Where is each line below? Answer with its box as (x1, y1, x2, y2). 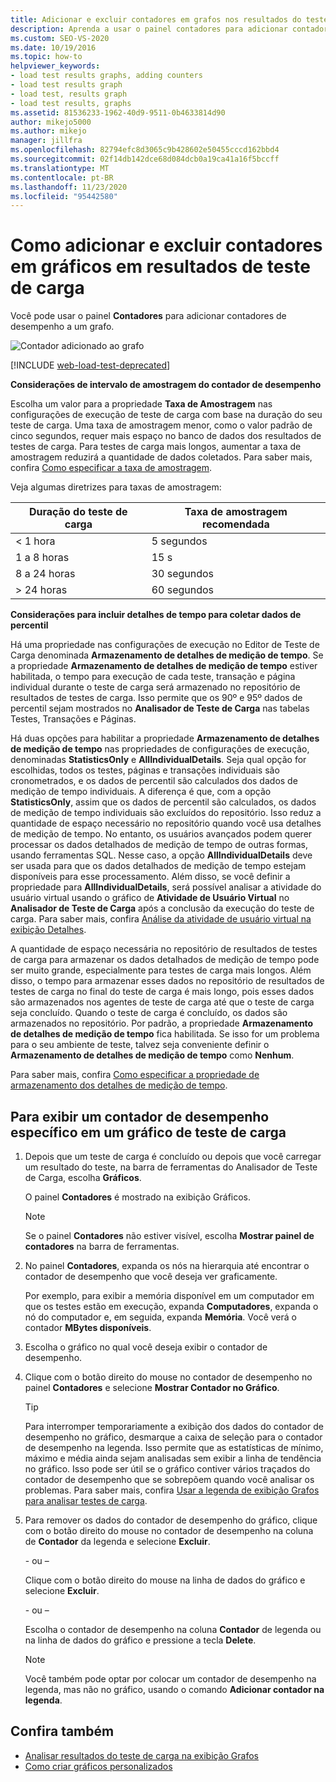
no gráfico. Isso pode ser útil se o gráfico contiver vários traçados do (24, 1463, 311, 1475)
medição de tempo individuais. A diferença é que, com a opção (10, 786, 272, 798)
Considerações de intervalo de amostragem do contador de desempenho (10, 379, 322, 391)
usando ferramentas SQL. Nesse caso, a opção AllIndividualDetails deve (10, 849, 313, 861)
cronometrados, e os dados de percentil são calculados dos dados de (10, 775, 298, 787)
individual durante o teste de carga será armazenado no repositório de (10, 681, 301, 693)
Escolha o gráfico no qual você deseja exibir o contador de (24, 1341, 268, 1353)
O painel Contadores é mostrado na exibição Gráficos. (24, 1191, 252, 1203)
